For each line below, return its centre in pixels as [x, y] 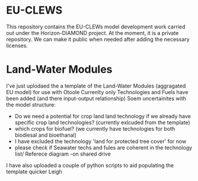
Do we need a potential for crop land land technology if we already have [103, 116]
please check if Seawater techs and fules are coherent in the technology [103, 147]
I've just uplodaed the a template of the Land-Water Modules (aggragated [96, 86]
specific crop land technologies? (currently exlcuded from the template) [103, 122]
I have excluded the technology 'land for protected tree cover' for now [100, 141]
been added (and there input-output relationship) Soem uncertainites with [96, 98]
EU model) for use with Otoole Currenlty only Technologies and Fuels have [97, 92]
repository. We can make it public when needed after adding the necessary [98, 39]
